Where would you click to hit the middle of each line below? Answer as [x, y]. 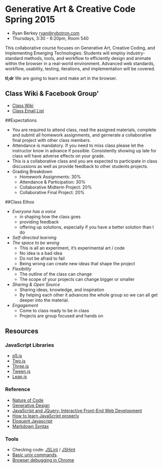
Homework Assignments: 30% [50, 177]
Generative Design [31, 405]
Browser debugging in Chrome [43, 460]
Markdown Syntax [30, 426]
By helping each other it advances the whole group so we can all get [89, 295]
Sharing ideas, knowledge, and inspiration [62, 289]
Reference [18, 389]
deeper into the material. [44, 300]
